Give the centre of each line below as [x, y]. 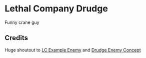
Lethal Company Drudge [56, 9]
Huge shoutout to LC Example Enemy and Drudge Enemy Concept [73, 50]
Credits [16, 38]
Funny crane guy [22, 22]
